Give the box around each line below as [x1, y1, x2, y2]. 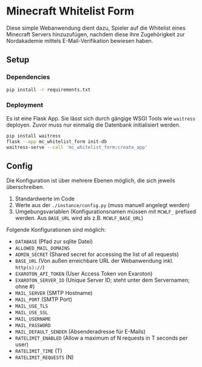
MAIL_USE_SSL [15, 310, 49, 316]
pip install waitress [6, 133, 61, 139]
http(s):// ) [15, 263, 45, 271]
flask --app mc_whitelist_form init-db [6, 138, 107, 145]
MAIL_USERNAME [15, 316, 51, 322]
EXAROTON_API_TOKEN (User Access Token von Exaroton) [15, 270, 153, 277]
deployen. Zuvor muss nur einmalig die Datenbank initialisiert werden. [6, 121, 181, 128]
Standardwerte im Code [15, 195, 75, 202]
